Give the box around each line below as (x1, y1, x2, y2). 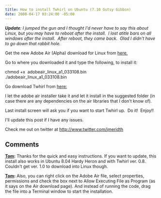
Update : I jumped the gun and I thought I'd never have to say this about (5, 25, 149, 31)
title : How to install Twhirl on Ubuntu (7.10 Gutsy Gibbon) (5, 7, 131, 12)
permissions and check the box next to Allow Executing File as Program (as (5, 178, 156, 184)
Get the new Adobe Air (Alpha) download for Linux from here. (5, 50, 128, 56)
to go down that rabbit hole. (5, 40, 61, 46)
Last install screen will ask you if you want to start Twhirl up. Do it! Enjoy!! (5, 108, 154, 113)
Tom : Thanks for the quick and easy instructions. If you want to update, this (5, 153, 157, 159)
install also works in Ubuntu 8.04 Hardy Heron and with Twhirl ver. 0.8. (5, 159, 146, 164)
